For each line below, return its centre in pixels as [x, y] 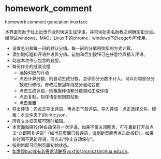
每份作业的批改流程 [31, 66]
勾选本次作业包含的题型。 [37, 60]
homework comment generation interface [46, 22]
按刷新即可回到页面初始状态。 [42, 145]
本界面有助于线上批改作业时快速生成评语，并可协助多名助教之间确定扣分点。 [81, 32]
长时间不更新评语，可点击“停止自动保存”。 [54, 139]
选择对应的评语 [34, 72]
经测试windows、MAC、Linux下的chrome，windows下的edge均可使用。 [77, 38]
